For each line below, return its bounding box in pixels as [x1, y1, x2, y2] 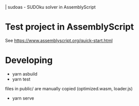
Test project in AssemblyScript [5, 22, 134, 32]
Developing [5, 55, 53, 66]
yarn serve [12, 95, 34, 101]
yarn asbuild [12, 71, 38, 77]
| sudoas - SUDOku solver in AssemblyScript [5, 4, 96, 10]
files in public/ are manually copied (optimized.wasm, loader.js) [5, 85, 133, 91]
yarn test [12, 76, 30, 82]
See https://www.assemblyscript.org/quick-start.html [5, 37, 113, 43]
